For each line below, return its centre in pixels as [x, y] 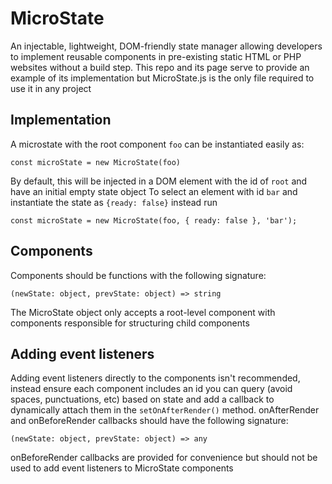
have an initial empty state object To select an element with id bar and [154, 191]
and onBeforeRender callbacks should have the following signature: [149, 421]
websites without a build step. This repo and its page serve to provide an [160, 67]
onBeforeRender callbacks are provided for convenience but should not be [164, 458]
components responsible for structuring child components [130, 323]
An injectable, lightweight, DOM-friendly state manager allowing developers [166, 46]
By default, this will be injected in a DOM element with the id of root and [159, 181]
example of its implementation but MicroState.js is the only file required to [162, 78]
